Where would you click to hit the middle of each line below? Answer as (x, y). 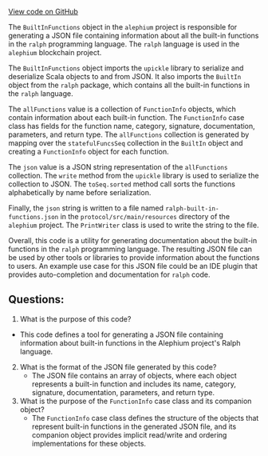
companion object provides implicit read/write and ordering (129, 434)
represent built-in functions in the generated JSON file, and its (134, 426)
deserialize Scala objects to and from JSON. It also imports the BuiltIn (125, 76)
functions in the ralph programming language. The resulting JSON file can (130, 249)
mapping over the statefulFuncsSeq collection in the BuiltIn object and (126, 143)
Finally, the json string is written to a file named (86, 208)
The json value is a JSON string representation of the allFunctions (118, 167)
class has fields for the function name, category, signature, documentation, (132, 126)
